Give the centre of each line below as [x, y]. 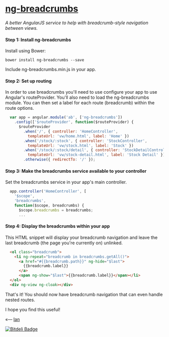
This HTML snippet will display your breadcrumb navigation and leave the [81, 237]
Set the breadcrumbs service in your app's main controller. [66, 182]
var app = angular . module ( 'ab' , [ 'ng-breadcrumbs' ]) [66, 117]
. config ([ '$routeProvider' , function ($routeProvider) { [74, 122]
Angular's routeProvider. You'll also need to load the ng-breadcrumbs [77, 97]
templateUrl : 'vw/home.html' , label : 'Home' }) [78, 136]
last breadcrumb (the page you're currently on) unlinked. [64, 243]
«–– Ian [13, 319]
